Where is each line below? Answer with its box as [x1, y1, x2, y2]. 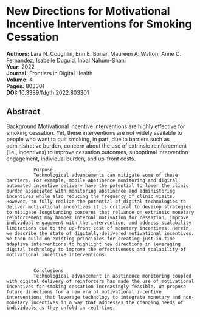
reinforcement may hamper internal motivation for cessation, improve [6, 214, 189, 220]
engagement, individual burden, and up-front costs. [6, 155, 136, 162]
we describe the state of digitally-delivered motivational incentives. [6, 230, 195, 236]
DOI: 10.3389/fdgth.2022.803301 [6, 89, 89, 96]
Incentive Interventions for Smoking [6, 17, 193, 31]
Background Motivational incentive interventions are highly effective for [6, 123, 185, 130]
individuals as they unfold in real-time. [6, 305, 116, 311]
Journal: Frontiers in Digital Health [6, 69, 93, 77]
